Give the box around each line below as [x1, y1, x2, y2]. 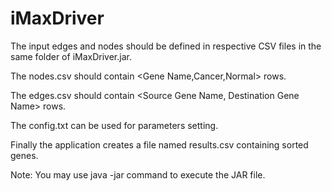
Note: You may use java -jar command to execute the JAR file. [10, 168, 266, 181]
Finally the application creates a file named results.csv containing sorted [10, 138, 309, 151]
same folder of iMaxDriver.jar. [10, 50, 132, 62]
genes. [10, 149, 39, 161]
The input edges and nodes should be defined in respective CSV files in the [10, 40, 322, 52]
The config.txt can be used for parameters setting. [10, 119, 219, 131]
